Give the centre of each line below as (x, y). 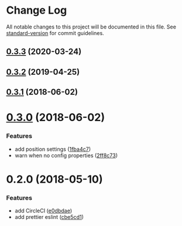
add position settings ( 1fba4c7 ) (52, 149)
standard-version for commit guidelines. (55, 33)
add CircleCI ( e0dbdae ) (43, 211)
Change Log (36, 10)
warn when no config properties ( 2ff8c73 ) (66, 155)
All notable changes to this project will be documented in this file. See (91, 27)
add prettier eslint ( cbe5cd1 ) (49, 217)
